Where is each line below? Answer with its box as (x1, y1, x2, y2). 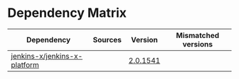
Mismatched (176, 30, 220, 40)
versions (182, 39, 213, 49)
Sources (92, 35, 122, 44)
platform (11, 60, 39, 70)
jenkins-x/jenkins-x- (11, 51, 83, 61)
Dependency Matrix (7, 5, 127, 21)
